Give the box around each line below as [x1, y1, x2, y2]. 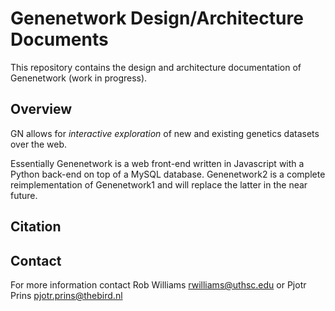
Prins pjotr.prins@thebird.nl [10, 289, 123, 301]
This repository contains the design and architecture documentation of [10, 61, 302, 73]
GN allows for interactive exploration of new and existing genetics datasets [10, 127, 320, 139]
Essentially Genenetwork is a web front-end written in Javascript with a [10, 157, 305, 169]
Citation [10, 218, 62, 236]
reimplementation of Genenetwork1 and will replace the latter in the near [10, 178, 308, 191]
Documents [10, 28, 109, 51]
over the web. [10, 138, 68, 150]
